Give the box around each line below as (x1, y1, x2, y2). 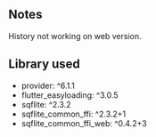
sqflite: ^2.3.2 (21, 99, 71, 109)
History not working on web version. (8, 30, 142, 41)
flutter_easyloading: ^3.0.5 (21, 89, 119, 101)
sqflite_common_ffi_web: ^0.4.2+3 (21, 117, 148, 128)
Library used (8, 57, 81, 72)
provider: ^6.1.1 (21, 80, 75, 91)
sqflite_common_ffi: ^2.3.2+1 (21, 109, 127, 119)
